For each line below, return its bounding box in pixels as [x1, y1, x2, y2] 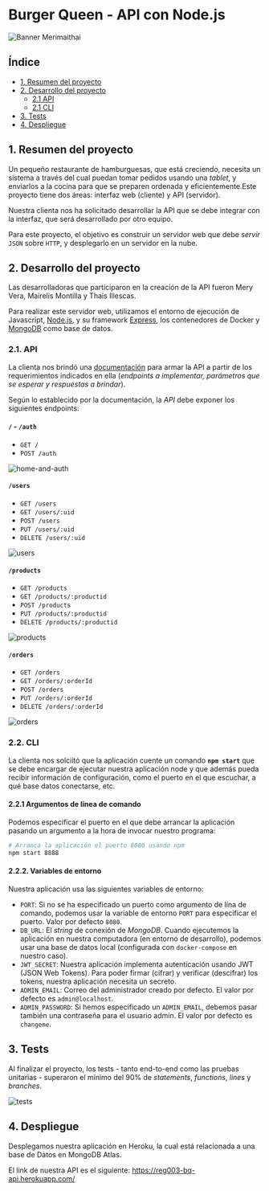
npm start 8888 [8, 849, 59, 857]
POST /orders [19, 686, 64, 694]
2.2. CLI [8, 737, 39, 748]
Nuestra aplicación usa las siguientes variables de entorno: [8, 884, 204, 894]
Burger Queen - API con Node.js [8, 6, 226, 24]
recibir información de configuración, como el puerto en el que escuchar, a [8, 772, 256, 782]
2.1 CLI [31, 102, 55, 112]
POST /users [19, 517, 60, 526]
